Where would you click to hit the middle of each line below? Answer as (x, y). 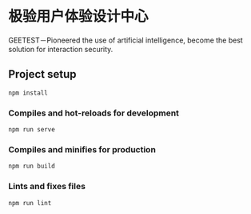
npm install (28, 93)
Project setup (43, 74)
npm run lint (30, 203)
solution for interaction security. (61, 49)
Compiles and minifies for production (82, 149)
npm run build (32, 166)
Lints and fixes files (47, 187)
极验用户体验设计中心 (79, 16)
